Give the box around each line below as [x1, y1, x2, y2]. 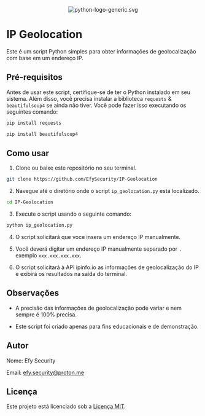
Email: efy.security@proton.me [6, 369, 85, 376]
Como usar [6, 147, 50, 159]
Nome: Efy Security [6, 356, 56, 364]
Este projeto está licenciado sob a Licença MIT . [6, 402, 126, 410]
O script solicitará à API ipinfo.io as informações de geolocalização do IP [15, 264, 199, 271]
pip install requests [6, 120, 62, 126]
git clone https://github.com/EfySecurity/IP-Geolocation [6, 176, 158, 182]
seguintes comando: [6, 108, 58, 116]
